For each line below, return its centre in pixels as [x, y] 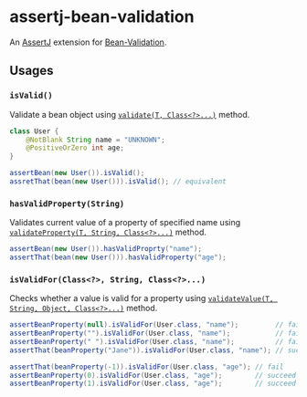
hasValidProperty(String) [67, 204]
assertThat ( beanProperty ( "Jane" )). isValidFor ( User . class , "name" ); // [147, 350]
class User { [34, 131]
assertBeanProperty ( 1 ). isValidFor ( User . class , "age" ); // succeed [153, 384]
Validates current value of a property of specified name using [125, 223]
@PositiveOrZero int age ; [75, 148]
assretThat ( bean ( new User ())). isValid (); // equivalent [118, 182]
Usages [32, 71]
